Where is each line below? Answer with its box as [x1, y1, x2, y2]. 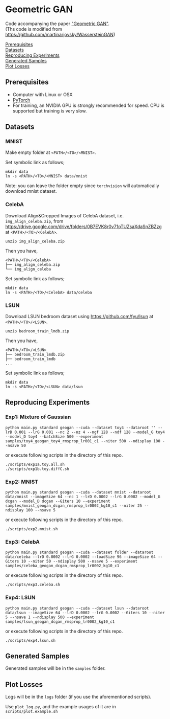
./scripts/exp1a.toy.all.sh [5, 462, 65, 467]
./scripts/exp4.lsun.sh [5, 638, 56, 643]
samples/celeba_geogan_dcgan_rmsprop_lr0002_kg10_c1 [5, 564, 120, 569]
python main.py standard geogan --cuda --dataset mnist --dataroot [5, 490, 152, 495]
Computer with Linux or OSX [12, 91, 73, 98]
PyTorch [12, 97, 31, 103]
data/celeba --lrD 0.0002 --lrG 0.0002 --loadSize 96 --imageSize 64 [5, 554, 156, 559]
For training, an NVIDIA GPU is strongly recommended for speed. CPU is [12, 102, 164, 108]
